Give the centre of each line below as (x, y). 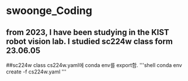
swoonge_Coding (49, 11)
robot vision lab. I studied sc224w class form (90, 41)
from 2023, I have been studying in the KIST (88, 32)
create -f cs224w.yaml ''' (36, 72)
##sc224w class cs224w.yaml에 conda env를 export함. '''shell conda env (94, 65)
